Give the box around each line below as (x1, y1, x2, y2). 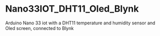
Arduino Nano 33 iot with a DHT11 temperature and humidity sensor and (5, 20, 156, 26)
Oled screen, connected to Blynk (5, 25, 74, 31)
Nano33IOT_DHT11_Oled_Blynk (5, 3, 139, 15)
